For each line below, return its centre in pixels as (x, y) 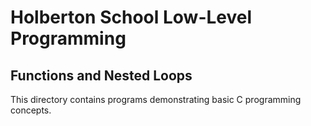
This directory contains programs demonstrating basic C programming (156, 99)
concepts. (31, 110)
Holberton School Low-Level (131, 17)
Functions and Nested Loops (101, 75)
